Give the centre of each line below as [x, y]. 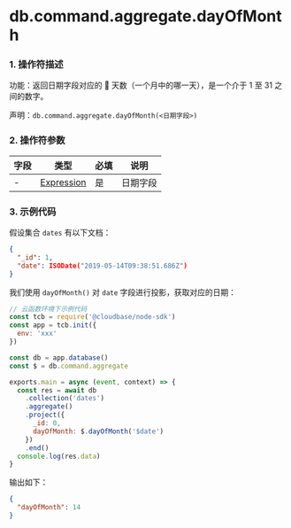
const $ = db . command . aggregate [69, 366]
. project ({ [45, 415]
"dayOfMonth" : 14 [49, 508]
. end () [37, 448]
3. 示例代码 [33, 212]
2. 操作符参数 [37, 141]
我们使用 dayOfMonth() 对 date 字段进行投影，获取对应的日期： [123, 292]
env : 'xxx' [37, 334]
